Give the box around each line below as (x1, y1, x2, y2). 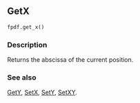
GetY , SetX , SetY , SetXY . (7, 89, 78, 97)
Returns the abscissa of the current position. (7, 55, 134, 64)
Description (7, 40, 48, 49)
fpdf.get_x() (7, 23, 45, 30)
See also (7, 72, 37, 82)
